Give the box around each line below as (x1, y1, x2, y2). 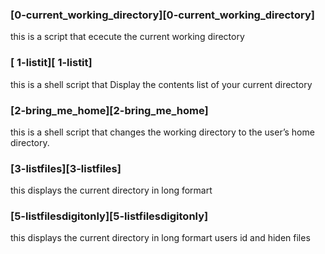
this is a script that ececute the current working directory (10, 31, 245, 43)
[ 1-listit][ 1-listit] (10, 56, 93, 70)
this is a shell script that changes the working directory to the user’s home (10, 126, 315, 138)
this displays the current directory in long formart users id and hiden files (10, 232, 311, 244)
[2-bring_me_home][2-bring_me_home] (10, 103, 209, 117)
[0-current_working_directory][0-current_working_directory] (10, 8, 315, 22)
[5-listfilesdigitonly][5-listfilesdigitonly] (10, 209, 209, 223)
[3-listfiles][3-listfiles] (10, 161, 122, 175)
